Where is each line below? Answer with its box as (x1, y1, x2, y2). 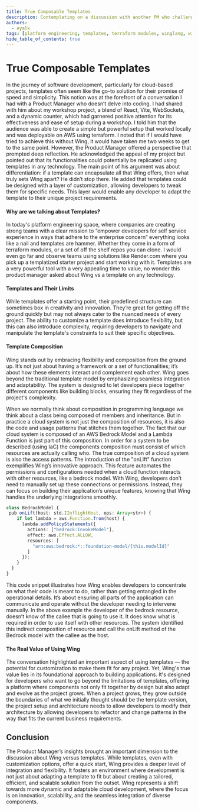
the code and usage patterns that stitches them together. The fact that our (6, 424, 187, 431)
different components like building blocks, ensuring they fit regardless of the (6, 387, 192, 395)
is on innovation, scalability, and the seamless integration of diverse (6, 791, 171, 799)
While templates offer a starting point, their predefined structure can (6, 298, 172, 305)
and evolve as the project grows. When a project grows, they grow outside (6, 690, 187, 697)
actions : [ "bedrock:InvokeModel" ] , (27, 527, 115, 533)
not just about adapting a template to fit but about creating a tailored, (6, 773, 174, 780)
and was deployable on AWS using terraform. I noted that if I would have (6, 131, 182, 138)
